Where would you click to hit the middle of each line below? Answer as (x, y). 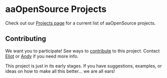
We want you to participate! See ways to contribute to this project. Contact (82, 50)
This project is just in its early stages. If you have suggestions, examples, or (83, 65)
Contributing (26, 39)
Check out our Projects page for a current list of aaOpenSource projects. (80, 23)
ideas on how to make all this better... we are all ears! (60, 71)
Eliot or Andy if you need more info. (42, 56)
